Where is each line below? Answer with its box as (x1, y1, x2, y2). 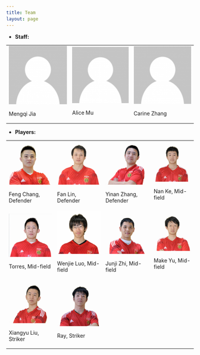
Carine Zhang (133, 110, 167, 117)
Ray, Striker (57, 332, 86, 340)
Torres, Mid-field (8, 263, 51, 270)
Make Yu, (154, 257, 177, 264)
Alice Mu (72, 109, 94, 116)
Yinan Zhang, (105, 191, 138, 198)
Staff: (14, 33, 30, 40)
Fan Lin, (57, 191, 77, 198)
